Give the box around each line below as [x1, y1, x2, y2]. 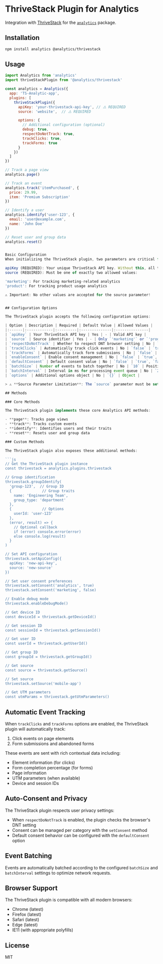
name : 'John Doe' [9, 221, 45, 226]
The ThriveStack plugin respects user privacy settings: [5, 807, 114, 813]
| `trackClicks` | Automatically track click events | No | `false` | [5, 345, 151, 351]
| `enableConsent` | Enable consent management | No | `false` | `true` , [5, 355, 158, 360]
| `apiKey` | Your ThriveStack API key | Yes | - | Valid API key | [5, 332, 147, 337]
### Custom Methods [5, 439, 45, 444]
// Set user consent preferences [5, 579, 73, 583]
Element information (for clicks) [12, 760, 75, 765]
